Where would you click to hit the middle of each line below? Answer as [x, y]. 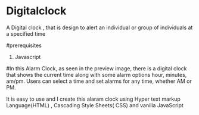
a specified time [26, 33]
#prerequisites [24, 45]
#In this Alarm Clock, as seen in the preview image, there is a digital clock [97, 68]
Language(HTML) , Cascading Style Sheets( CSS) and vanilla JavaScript [95, 105]
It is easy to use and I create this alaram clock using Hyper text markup [93, 99]
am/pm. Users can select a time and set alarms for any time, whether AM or [99, 81]
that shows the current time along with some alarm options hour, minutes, [97, 74]
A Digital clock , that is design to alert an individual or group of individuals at [99, 27]
